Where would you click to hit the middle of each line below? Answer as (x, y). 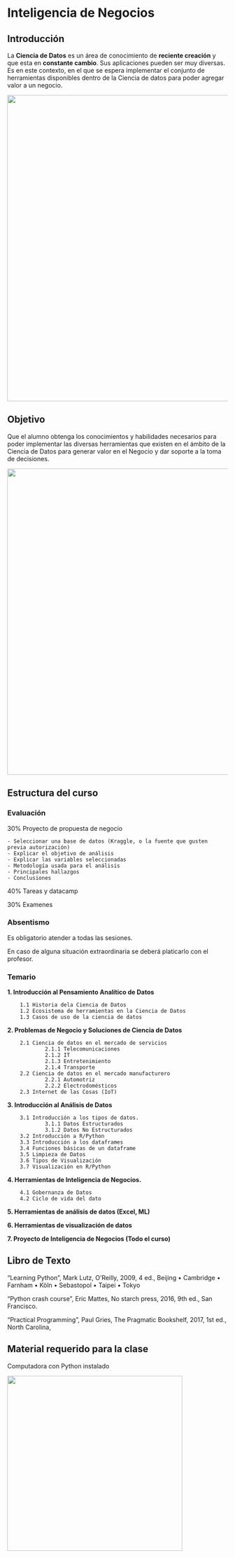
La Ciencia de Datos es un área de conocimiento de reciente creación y (112, 55)
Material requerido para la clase (78, 1349)
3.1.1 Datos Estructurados (84, 1124)
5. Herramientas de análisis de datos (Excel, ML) (79, 1212)
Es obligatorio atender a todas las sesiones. (70, 938)
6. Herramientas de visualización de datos (70, 1226)
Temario (22, 976)
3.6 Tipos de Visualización (60, 1161)
